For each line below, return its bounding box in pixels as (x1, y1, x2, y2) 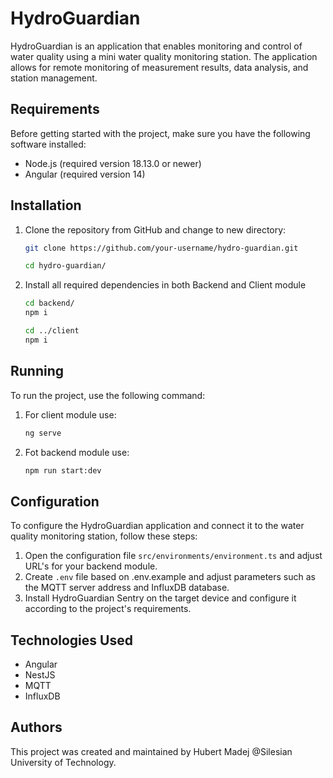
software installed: (10, 138, 87, 150)
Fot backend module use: (24, 446, 130, 458)
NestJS (24, 669, 56, 681)
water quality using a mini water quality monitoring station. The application (10, 50, 318, 62)
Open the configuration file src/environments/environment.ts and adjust (24, 550, 323, 562)
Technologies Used (10, 632, 133, 649)
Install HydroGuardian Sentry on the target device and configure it (24, 592, 297, 604)
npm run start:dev (24, 465, 102, 476)
